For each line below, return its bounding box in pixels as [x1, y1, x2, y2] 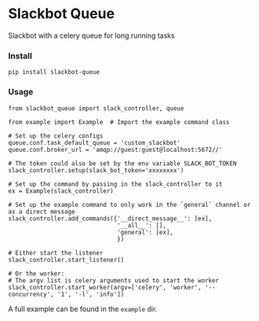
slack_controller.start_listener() [8, 256, 125, 264]
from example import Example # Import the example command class [8, 118, 230, 126]
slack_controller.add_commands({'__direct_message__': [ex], [8, 214, 213, 223]
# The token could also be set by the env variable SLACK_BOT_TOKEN [8, 159, 237, 168]
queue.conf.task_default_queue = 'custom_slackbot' [8, 138, 181, 146]
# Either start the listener [8, 249, 104, 256]
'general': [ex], [116, 228, 174, 236]
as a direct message [8, 208, 76, 216]
